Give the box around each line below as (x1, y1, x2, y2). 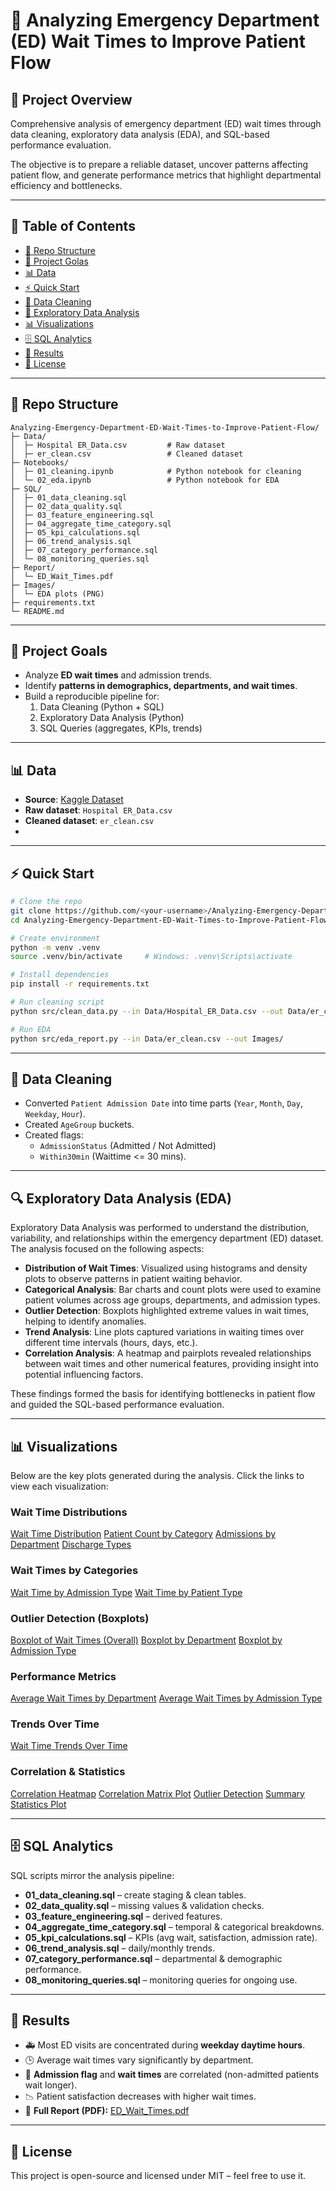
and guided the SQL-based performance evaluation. (10, 1399, 225, 1411)
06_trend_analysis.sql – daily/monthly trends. (24, 1942, 215, 1954)
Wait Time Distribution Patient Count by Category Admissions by (10, 1528, 277, 1540)
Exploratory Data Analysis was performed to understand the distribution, (10, 1222, 309, 1234)
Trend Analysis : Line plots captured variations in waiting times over (24, 1326, 305, 1338)
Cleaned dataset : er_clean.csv (24, 815, 155, 827)
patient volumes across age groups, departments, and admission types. (24, 1294, 321, 1306)
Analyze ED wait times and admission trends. (24, 669, 213, 681)
